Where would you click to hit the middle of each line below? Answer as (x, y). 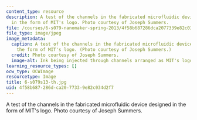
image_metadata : (26, 39)
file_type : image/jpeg (34, 33)
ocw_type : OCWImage (30, 71)
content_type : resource (35, 11)
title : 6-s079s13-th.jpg (36, 83)
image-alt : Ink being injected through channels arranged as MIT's (96, 60)
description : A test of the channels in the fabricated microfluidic (93, 17)
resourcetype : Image (31, 77)
